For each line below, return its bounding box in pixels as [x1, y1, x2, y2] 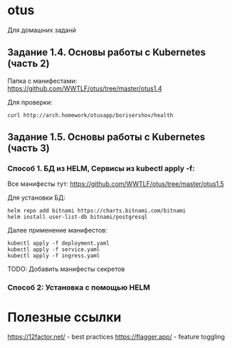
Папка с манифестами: [7, 76, 78, 85]
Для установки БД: [7, 193, 66, 202]
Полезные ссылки [7, 309, 122, 325]
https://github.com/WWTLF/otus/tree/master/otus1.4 [7, 84, 162, 93]
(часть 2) [7, 58, 50, 70]
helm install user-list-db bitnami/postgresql [7, 213, 148, 221]
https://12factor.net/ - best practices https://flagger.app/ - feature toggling [7, 332, 226, 341]
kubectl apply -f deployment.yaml [7, 240, 110, 247]
